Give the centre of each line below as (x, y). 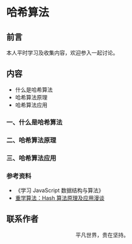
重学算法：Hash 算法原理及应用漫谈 (60, 198)
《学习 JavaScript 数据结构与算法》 (59, 190)
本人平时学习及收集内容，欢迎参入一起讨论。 (62, 53)
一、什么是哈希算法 (34, 122)
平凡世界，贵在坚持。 (102, 235)
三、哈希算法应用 (31, 158)
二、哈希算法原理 (31, 140)
